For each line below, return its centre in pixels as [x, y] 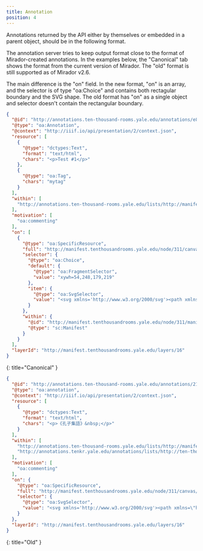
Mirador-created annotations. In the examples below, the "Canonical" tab [97, 59]
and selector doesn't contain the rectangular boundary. [75, 103]
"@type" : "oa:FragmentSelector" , [75, 272]
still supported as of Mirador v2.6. [48, 72]
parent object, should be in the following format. [66, 41]
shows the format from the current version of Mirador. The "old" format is [98, 66]
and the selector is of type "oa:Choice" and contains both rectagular [91, 90]
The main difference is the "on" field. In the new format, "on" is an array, [96, 84]
